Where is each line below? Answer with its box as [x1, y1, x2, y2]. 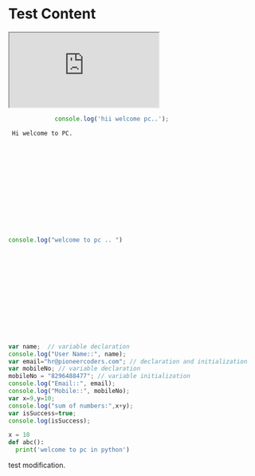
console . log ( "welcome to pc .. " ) [8, 236, 124, 244]
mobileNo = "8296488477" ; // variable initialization [8, 372, 191, 380]
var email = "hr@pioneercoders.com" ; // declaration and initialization [8, 357, 248, 365]
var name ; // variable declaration [8, 342, 130, 351]
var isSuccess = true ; [8, 409, 77, 417]
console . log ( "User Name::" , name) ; [8, 350, 127, 358]
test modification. [8, 460, 66, 470]
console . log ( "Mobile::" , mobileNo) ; [8, 387, 130, 395]
